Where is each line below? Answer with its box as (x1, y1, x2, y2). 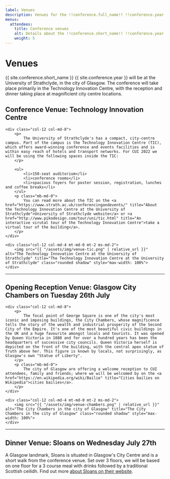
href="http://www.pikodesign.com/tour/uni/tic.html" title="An (5, 215, 142, 221)
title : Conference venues (14, 26, 69, 31)
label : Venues (5, 7, 35, 13)
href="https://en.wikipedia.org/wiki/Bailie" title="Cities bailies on (5, 375, 159, 381)
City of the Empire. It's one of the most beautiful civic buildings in (5, 327, 162, 332)
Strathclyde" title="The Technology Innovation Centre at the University (5, 256, 164, 261)
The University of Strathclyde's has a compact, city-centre (23, 136, 155, 141)
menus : (5, 17, 19, 22)
